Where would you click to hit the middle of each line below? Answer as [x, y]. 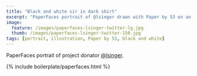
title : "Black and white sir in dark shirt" [62, 11]
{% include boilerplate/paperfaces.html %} [58, 67]
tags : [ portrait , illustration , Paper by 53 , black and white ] [86, 39]
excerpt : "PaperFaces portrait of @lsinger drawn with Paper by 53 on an [99, 17]
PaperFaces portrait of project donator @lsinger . [65, 55]
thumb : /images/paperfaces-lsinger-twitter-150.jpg [76, 33]
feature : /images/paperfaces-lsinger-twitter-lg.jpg [78, 28]
